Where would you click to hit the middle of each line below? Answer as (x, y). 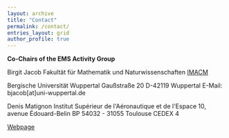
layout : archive (30, 13)
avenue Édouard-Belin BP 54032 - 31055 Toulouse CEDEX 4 (93, 114)
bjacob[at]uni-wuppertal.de (47, 93)
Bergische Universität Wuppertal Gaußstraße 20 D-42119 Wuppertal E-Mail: (115, 86)
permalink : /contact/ (38, 26)
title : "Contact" (32, 20)
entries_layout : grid (38, 33)
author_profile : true (38, 39)
